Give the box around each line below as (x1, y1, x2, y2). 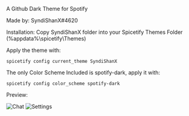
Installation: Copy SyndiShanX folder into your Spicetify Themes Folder (6, 28, 183, 36)
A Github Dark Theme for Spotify (6, 5, 88, 12)
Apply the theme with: (6, 47, 62, 54)
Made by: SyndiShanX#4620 (6, 17, 78, 24)
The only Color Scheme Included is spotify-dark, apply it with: (6, 69, 161, 76)
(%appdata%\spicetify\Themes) (6, 35, 86, 42)
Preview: (6, 91, 28, 98)
